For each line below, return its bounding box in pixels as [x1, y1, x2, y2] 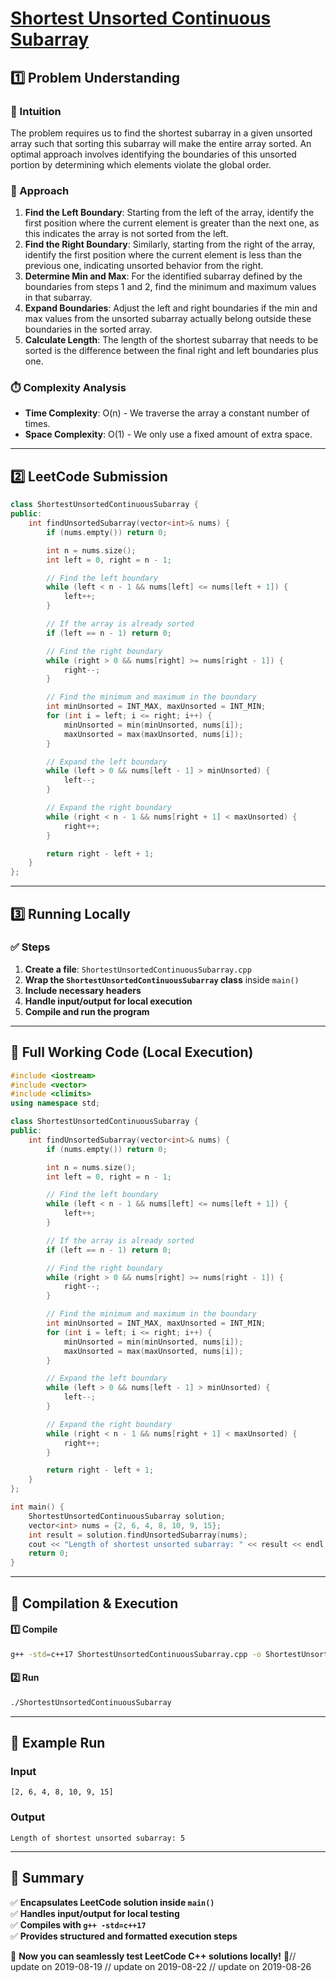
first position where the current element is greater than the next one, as [24, 217, 320, 229]
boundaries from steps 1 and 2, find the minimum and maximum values [24, 281, 317, 293]
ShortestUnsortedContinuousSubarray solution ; [28, 1511, 226, 1521]
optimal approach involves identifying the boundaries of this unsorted [10, 148, 297, 160]
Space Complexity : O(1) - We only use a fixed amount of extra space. [24, 428, 313, 441]
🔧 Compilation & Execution [10, 1595, 179, 1612]
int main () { [10, 1502, 65, 1512]
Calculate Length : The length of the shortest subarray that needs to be [24, 334, 319, 346]
